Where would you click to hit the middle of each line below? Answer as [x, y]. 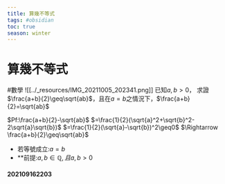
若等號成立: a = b [41, 149]
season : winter [29, 33]
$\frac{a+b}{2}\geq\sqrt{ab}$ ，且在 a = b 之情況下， [82, 99]
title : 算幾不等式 [31, 14]
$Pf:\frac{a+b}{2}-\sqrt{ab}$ [48, 120]
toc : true [21, 26]
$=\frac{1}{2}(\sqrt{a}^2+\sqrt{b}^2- [143, 120]
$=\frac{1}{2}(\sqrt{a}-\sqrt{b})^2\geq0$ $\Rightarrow [141, 127]
